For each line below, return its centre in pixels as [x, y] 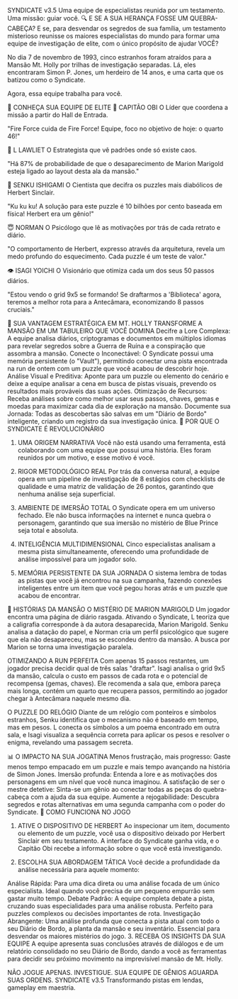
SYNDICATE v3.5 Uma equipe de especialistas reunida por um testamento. [116, 10]
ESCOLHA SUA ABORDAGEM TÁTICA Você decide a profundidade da [119, 862]
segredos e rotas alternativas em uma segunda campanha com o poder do [116, 804]
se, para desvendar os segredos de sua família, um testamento [134, 28]
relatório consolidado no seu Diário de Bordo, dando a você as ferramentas [117, 951]
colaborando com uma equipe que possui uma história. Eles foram [114, 450]
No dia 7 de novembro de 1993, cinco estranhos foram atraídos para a [109, 57]
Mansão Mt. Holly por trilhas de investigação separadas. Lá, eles [102, 65]
